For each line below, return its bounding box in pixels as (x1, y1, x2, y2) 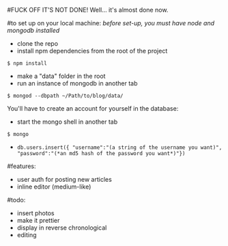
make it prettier (16, 217, 60, 224)
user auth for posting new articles (16, 176, 113, 183)
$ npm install (7, 60, 48, 67)
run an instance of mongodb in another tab (16, 79, 138, 87)
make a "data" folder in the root (16, 72, 106, 80)
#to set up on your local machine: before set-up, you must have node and (7, 19, 215, 27)
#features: (7, 162, 36, 170)
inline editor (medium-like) (16, 182, 91, 191)
